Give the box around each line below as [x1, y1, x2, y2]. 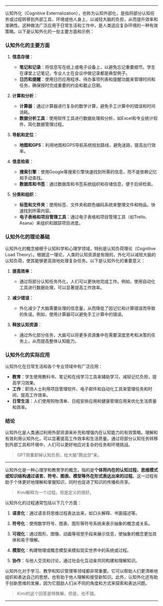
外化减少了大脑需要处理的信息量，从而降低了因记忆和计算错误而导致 [19, 305, 156, 311]
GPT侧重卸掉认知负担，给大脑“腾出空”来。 [16, 452, 102, 458]
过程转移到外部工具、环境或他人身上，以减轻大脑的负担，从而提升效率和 [13, 17, 158, 22]
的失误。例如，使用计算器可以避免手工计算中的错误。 [19, 311, 126, 317]
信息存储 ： [12, 54, 34, 60]
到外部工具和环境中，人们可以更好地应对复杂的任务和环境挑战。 [5, 442, 132, 448]
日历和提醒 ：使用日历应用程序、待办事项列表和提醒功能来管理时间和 [19, 76, 156, 82]
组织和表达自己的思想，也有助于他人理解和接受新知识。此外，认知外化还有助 [5, 574, 158, 580]
